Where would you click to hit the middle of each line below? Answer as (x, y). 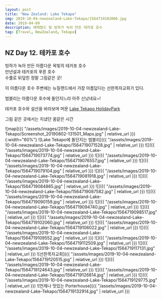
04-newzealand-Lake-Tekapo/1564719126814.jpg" (55, 275)
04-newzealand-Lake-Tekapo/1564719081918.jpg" (55, 176)
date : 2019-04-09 (22, 23)
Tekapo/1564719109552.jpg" (33, 238)
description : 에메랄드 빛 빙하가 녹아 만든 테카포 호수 (54, 28)
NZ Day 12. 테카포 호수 (37, 53)
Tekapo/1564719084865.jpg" (34, 186)
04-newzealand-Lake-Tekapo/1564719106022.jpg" (56, 227)
